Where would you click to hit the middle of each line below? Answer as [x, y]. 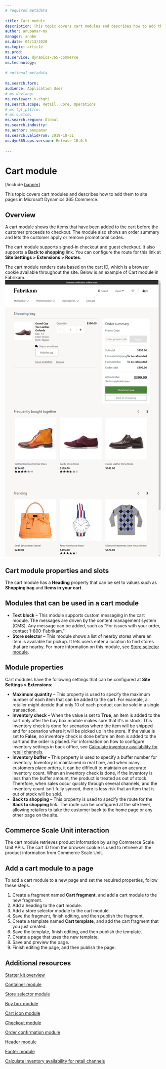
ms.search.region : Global [32, 120]
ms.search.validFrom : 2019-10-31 [40, 135]
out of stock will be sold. [37, 794]
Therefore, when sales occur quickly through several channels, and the [85, 783]
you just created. [29, 927]
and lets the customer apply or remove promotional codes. [65, 238]
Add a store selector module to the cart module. [61, 911]
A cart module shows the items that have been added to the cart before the [82, 227]
